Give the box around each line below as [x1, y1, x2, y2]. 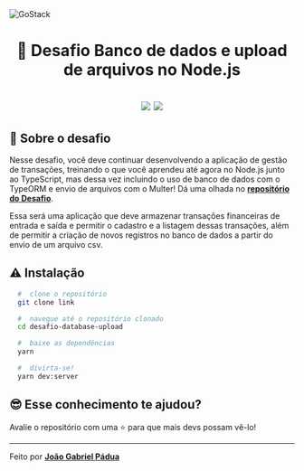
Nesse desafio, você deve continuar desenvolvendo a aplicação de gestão [9, 155, 288, 165]
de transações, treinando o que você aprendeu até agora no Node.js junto [9, 165, 285, 174]
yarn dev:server [17, 372, 79, 381]
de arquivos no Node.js [62, 60, 242, 80]
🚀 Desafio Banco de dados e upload [16, 41, 288, 61]
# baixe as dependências [17, 339, 116, 348]
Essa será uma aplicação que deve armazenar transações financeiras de [9, 211, 280, 221]
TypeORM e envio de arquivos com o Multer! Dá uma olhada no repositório [9, 184, 290, 193]
